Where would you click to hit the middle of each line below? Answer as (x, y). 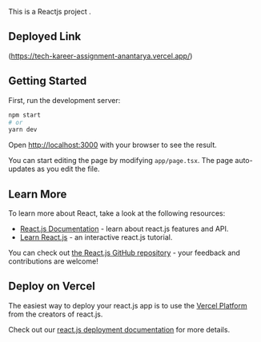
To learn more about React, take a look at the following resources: (117, 213)
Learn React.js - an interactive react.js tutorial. (96, 237)
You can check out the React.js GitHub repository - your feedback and (124, 253)
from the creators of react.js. (56, 314)
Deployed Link (45, 36)
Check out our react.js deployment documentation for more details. (119, 329)
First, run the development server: (64, 100)
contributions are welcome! (53, 261)
